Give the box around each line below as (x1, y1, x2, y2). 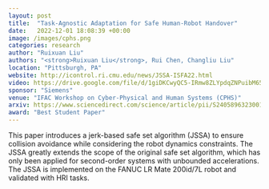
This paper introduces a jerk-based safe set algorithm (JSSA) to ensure (8, 131, 244, 140)
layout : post (8, 11, 52, 20)
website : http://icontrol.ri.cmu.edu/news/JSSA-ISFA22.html (8, 71, 214, 79)
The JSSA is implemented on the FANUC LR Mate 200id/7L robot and (8, 165, 237, 174)
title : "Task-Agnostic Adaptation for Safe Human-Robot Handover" (8, 19, 239, 27)
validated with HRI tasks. (8, 173, 90, 183)
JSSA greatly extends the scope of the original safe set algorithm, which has (8, 147, 261, 157)
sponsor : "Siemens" (8, 86, 74, 94)
